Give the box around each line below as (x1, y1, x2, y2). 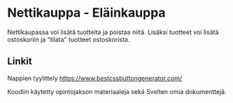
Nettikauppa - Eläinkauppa (7, 5, 166, 21)
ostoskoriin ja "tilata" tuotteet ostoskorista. (7, 35, 130, 43)
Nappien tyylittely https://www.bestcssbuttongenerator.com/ (7, 74, 183, 82)
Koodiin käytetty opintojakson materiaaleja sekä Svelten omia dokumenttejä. (7, 87, 227, 95)
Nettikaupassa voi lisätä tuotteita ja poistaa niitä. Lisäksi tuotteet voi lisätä (7, 28, 219, 36)
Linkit (7, 56, 33, 68)
